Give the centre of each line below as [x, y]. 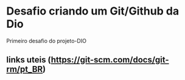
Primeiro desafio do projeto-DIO [47, 41]
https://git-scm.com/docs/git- [110, 60]
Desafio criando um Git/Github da [93, 11]
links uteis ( [29, 60]
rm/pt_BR [25, 69]
